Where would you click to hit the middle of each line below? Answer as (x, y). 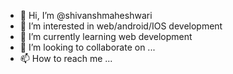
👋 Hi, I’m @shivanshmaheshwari (86, 15)
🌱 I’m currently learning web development (106, 36)
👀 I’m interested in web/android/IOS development (121, 26)
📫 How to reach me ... (66, 58)
